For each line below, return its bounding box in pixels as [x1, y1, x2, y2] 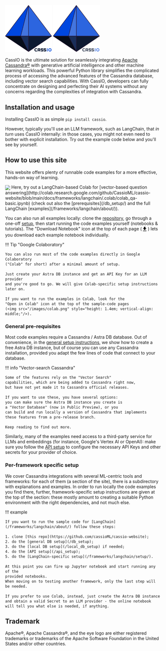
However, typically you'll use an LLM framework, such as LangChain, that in [5, 126, 160, 132]
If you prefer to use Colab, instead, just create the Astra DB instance [5, 593, 161, 599]
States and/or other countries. [5, 641, 67, 647]
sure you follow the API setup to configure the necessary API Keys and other [5, 444, 161, 450]
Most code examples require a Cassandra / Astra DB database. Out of [5, 334, 147, 340]
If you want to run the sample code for [5, 519, 90, 524]
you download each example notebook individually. [5, 232, 110, 238]
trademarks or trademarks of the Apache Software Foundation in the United [5, 636, 159, 642]
